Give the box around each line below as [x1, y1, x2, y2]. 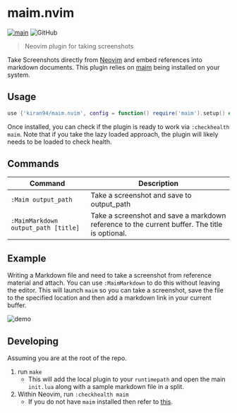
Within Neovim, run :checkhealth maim [17, 390, 129, 399]
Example [7, 252, 47, 264]
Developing [7, 335, 59, 347]
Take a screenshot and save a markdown [90, 211, 226, 221]
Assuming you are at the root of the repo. [7, 354, 127, 362]
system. [7, 70, 30, 79]
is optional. [90, 228, 127, 238]
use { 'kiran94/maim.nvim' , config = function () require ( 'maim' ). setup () [7, 109, 226, 117]
